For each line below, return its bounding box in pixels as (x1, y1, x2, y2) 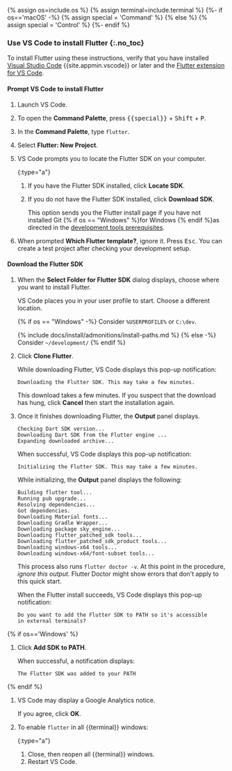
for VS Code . (7, 69, 44, 77)
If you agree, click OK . (17, 709, 81, 717)
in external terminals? (17, 617, 87, 625)
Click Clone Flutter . (17, 351, 74, 360)
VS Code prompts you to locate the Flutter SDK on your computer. (17, 154, 206, 162)
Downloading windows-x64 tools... (17, 544, 117, 551)
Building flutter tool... (17, 489, 92, 496)
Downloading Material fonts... (17, 513, 108, 520)
